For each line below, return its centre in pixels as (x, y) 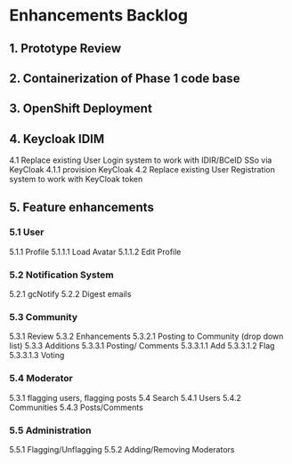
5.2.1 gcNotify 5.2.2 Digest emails (70, 294)
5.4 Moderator (41, 379)
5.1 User (27, 232)
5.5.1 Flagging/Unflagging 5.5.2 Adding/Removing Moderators (122, 450)
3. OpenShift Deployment (81, 109)
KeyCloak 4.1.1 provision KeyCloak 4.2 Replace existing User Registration (142, 170)
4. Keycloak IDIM (57, 139)
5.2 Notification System (61, 275)
